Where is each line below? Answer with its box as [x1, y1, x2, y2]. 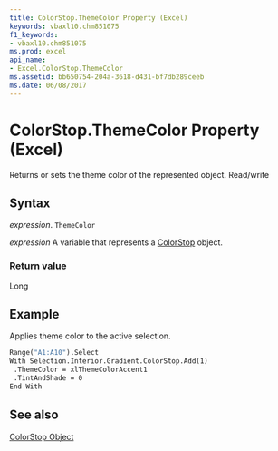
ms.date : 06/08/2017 [9, 81, 88, 90]
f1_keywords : [9, 30, 59, 39]
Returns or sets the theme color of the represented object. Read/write [9, 169, 270, 180]
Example [9, 307, 60, 322]
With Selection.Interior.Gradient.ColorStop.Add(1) [9, 357, 208, 366]
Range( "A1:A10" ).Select [9, 348, 100, 358]
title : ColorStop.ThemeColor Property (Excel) [9, 13, 188, 23]
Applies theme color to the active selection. [9, 330, 171, 341]
